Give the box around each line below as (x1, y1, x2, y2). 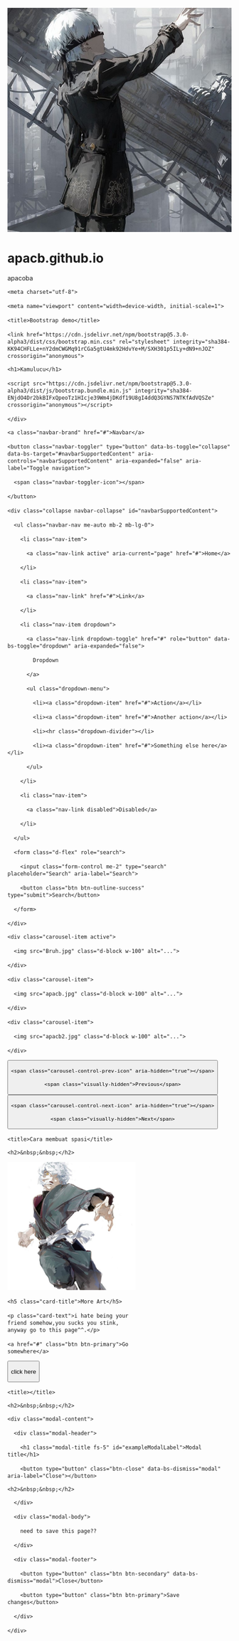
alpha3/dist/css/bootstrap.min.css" (7, 338, 116, 345)
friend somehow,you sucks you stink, (7, 1319, 119, 1327)
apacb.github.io (7, 250, 105, 267)
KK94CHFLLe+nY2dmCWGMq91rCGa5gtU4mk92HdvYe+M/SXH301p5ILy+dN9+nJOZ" (7, 345, 215, 352)
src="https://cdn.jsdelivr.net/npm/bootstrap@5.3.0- (33, 380, 193, 387)
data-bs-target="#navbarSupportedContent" (7, 450, 135, 458)
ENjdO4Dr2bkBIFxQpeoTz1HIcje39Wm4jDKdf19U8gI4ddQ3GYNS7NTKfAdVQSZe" (7, 394, 215, 401)
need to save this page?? (20, 1527, 97, 1534)
